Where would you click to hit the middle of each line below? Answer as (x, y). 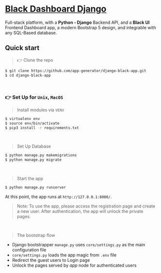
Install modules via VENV (40, 110)
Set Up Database (34, 146)
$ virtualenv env (23, 119)
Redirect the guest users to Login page (51, 260)
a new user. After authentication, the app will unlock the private (80, 211)
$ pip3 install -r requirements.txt (42, 128)
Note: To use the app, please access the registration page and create (86, 206)
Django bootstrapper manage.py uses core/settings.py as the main (79, 245)
